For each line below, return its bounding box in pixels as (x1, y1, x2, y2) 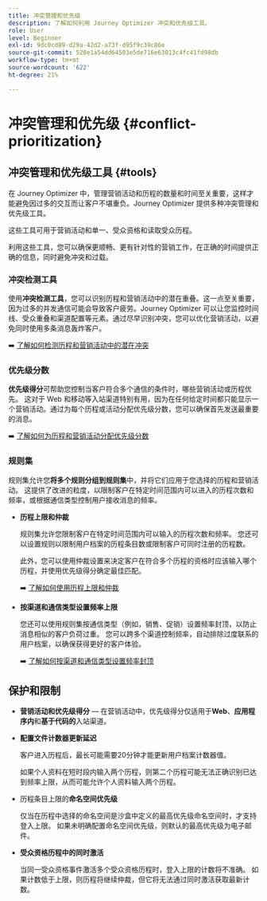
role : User (8, 26, 44, 34)
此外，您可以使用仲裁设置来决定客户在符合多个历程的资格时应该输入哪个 (19, 555, 257, 566)
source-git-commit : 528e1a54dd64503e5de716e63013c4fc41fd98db (8, 49, 219, 57)
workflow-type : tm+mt (8, 57, 80, 65)
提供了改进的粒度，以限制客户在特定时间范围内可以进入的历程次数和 (30, 485, 254, 495)
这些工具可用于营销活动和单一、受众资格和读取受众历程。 (8, 225, 196, 235)
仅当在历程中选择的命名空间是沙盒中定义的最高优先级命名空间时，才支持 (19, 811, 257, 821)
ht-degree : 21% (8, 71, 59, 79)
